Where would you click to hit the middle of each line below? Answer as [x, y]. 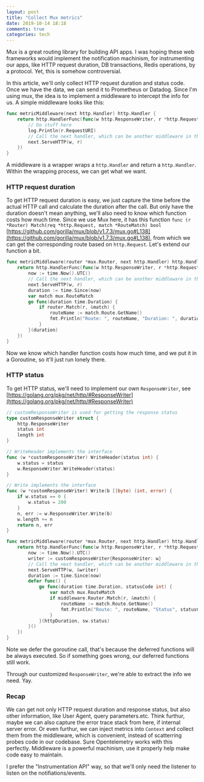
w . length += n [35, 519]
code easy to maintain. [35, 755]
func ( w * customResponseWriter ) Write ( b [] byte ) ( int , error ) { [89, 491]
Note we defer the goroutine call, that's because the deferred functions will [100, 649]
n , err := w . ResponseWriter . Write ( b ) [65, 514]
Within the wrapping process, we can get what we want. [76, 172]
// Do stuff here [50, 125]
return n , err [35, 525]
